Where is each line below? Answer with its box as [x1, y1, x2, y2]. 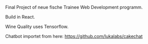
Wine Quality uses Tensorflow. [5, 23, 69, 29]
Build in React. [5, 14, 35, 19]
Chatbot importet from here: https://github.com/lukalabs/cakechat [5, 33, 143, 39]
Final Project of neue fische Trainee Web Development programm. [5, 4, 143, 10]
